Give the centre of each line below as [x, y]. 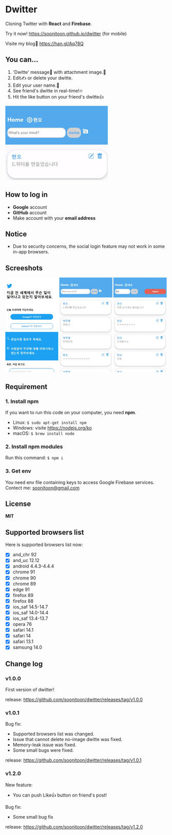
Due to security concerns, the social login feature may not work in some [89, 246]
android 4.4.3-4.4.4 [33, 566]
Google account [30, 207]
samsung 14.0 [27, 647]
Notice [16, 234]
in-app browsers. [31, 252]
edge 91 [21, 589]
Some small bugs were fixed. [43, 750]
